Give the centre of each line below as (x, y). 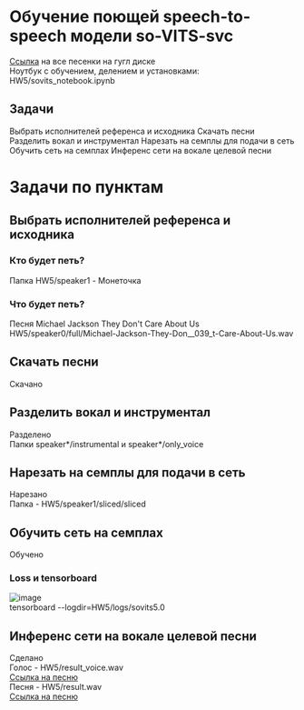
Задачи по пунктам (87, 187)
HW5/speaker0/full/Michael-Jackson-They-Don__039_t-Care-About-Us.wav (152, 333)
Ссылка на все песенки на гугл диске (83, 61)
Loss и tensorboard (53, 578)
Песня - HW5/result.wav (56, 687)
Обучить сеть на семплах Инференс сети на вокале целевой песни (141, 150)
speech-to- (207, 17)
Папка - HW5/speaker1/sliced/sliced (78, 504)
